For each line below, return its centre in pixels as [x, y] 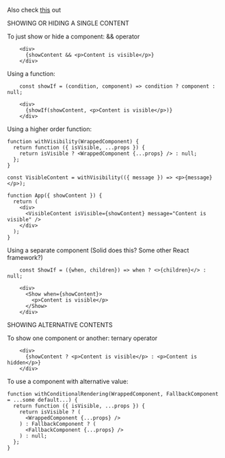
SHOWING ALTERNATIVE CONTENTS [60, 325]
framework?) [25, 257]
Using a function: [31, 74]
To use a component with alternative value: [68, 381]
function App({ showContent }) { [55, 195]
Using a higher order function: [50, 129]
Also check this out [34, 10]
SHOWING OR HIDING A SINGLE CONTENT [68, 23]
